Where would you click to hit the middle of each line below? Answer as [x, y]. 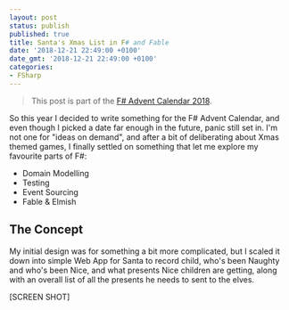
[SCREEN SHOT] [40, 297]
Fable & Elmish [49, 201]
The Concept [46, 229]
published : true [39, 34]
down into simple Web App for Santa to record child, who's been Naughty [144, 260]
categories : [31, 68]
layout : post [33, 17]
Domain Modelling [55, 173]
